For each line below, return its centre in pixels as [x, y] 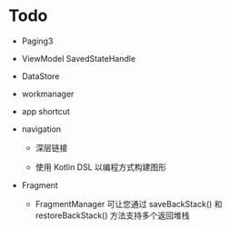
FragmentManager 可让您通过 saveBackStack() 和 [129, 204]
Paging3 [37, 41]
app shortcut [45, 111]
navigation [41, 129]
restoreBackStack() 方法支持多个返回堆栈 [112, 215]
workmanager [48, 94]
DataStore [40, 76]
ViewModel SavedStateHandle [79, 58]
